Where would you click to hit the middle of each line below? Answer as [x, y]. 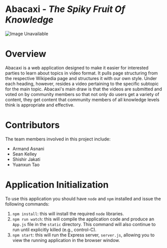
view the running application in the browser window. [66, 240]
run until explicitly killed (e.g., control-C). [54, 229]
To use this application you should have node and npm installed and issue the [83, 198]
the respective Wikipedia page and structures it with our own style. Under [81, 78]
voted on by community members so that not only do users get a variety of [82, 94]
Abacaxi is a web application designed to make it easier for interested [77, 67]
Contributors [32, 125]
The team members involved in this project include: [58, 139]
